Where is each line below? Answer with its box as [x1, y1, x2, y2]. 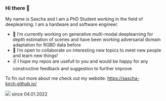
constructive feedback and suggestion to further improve [12, 66, 133, 72]
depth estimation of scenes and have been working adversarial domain [12, 36, 161, 42]
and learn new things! [12, 53, 58, 59]
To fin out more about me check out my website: [5, 75, 106, 81]
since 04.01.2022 [11, 91, 48, 97]
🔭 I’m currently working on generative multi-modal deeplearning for [12, 31, 153, 37]
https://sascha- [107, 75, 140, 81]
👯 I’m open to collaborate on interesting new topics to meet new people [12, 47, 161, 54]
